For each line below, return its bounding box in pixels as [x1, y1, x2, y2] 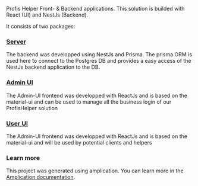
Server [6, 37, 27, 46]
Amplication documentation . [6, 174, 76, 181]
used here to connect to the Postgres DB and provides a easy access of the [6, 57, 191, 65]
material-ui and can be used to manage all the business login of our [6, 98, 172, 105]
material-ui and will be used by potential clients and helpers [6, 139, 153, 146]
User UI [6, 119, 28, 127]
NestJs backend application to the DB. [6, 63, 100, 70]
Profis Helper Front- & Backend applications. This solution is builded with [6, 5, 185, 12]
